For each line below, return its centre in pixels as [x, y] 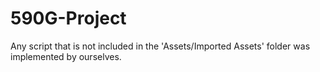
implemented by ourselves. [66, 56]
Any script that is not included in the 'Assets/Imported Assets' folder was [160, 46]
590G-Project [68, 18]
